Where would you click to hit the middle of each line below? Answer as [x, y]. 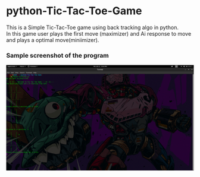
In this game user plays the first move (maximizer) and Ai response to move [99, 33]
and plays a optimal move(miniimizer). [53, 40]
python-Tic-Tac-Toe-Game [74, 11]
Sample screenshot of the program [57, 55]
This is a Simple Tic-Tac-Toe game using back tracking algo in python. [92, 27]
